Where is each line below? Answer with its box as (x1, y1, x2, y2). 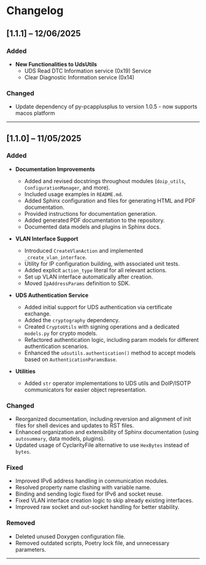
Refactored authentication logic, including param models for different (24, 336, 199, 343)
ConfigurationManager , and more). (24, 184, 110, 191)
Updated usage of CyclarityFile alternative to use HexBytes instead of (15, 441, 189, 449)
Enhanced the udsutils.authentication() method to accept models (24, 349, 196, 357)
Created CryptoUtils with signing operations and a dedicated (24, 323, 180, 330)
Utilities (15, 367, 36, 375)
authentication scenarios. (24, 342, 89, 350)
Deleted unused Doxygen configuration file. (15, 532, 126, 540)
